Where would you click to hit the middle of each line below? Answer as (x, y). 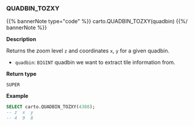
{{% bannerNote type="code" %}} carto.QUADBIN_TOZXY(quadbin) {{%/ (97, 21)
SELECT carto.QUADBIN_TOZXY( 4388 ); (51, 107)
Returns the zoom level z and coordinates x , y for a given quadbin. (88, 51)
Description (21, 39)
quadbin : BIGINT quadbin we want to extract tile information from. (95, 62)
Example (17, 96)
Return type (22, 74)
